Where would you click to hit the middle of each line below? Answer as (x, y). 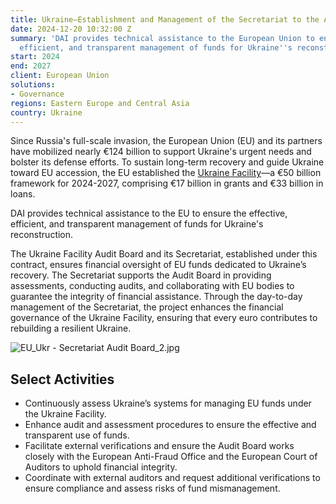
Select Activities (62, 379)
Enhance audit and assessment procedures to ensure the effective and (170, 425)
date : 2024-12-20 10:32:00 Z (71, 29)
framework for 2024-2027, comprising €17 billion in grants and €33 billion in (167, 183)
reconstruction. (42, 235)
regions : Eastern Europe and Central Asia (100, 103)
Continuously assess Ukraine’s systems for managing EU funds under (168, 403)
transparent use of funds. (77, 435)
